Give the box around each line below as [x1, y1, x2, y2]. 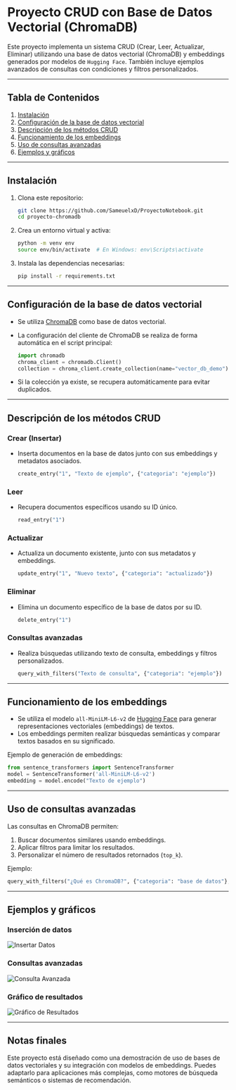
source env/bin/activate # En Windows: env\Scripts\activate [17, 247, 204, 254]
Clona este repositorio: [17, 193, 84, 202]
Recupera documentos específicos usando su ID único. [17, 503, 178, 512]
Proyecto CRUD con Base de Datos [7, 4, 213, 20]
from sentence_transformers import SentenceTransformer [7, 764, 174, 772]
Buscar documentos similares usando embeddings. [17, 836, 166, 844]
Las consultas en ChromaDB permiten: [7, 822, 119, 830]
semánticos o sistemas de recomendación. [7, 1076, 131, 1084]
